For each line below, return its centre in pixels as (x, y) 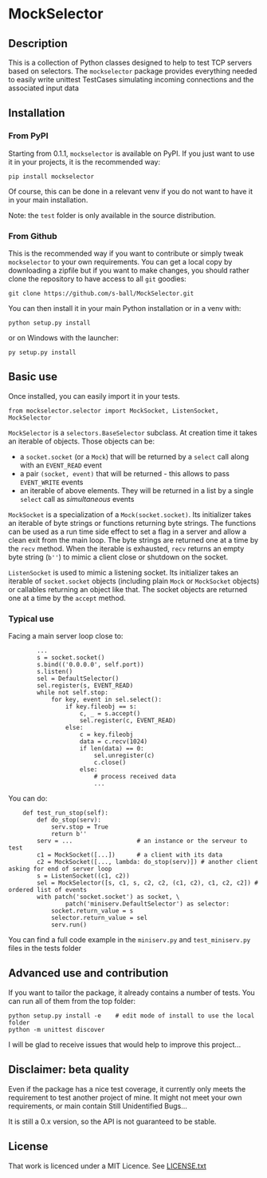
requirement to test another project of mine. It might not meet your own (125, 1097)
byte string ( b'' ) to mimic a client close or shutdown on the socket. (118, 557)
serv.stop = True (80, 827)
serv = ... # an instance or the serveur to (142, 841)
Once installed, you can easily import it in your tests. (94, 396)
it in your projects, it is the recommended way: (84, 161)
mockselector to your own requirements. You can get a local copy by (120, 261)
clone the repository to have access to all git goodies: (98, 279)
